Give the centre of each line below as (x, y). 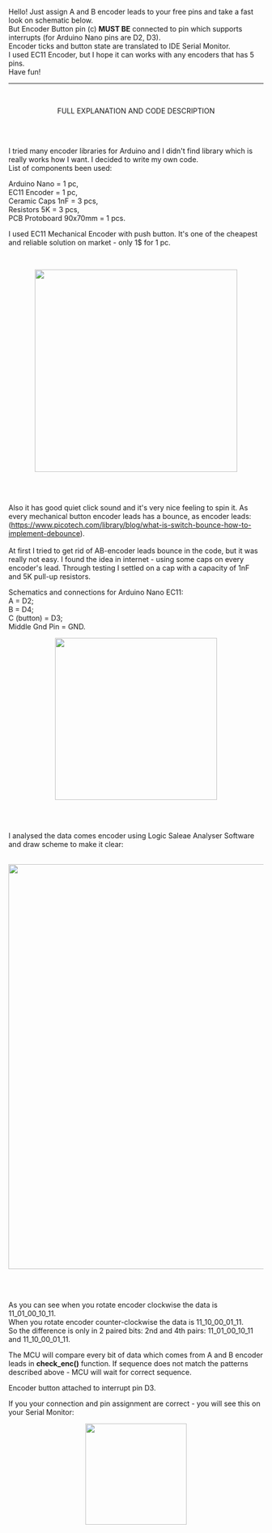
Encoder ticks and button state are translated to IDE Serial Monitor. (119, 46)
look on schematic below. (51, 20)
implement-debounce (45, 533)
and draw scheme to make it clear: (66, 844)
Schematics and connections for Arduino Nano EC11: (96, 592)
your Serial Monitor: (41, 1412)
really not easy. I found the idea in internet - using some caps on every (126, 559)
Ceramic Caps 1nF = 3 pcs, (53, 201)
